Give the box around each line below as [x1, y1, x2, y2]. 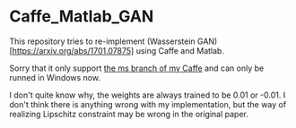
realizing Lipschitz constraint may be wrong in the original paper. [9, 108, 249, 119]
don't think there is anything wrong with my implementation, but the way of [9, 98, 287, 109]
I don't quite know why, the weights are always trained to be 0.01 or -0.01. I [9, 90, 286, 100]
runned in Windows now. [9, 72, 101, 82]
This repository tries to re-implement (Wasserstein [9, 36, 196, 47]
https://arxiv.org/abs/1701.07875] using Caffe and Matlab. [12, 45, 224, 55]
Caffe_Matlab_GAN [9, 6, 154, 27]
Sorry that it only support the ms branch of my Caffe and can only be [9, 63, 265, 73]
